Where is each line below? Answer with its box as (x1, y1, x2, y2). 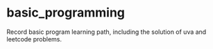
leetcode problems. (6, 35, 62, 43)
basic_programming (6, 5, 126, 21)
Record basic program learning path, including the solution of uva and (6, 28, 207, 36)
